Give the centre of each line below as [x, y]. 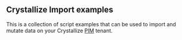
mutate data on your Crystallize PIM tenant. [59, 30]
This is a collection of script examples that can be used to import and [91, 24]
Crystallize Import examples [60, 10]
